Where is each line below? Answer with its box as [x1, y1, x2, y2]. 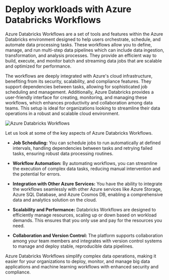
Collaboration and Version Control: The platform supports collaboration [12, 232, 163, 238]
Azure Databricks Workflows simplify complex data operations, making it [5, 253, 156, 259]
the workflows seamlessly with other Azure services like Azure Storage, [12, 186, 162, 192]
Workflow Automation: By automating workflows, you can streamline [12, 160, 157, 166]
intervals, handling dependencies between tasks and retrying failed [12, 145, 153, 151]
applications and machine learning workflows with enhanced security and [5, 263, 159, 269]
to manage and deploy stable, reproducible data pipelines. [12, 243, 134, 249]
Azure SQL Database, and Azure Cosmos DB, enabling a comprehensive [12, 191, 163, 197]
